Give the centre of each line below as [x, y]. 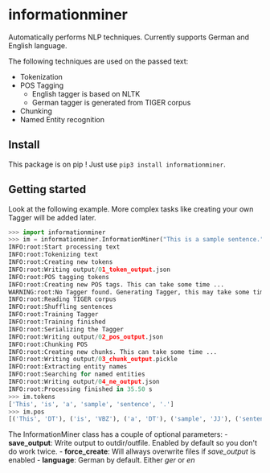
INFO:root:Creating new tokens [61, 262]
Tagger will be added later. [52, 217]
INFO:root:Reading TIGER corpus [62, 299]
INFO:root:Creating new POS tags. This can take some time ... [117, 284]
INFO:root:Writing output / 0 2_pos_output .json [86, 337]
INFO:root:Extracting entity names [68, 367]
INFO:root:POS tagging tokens [59, 277]
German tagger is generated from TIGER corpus [111, 102]
